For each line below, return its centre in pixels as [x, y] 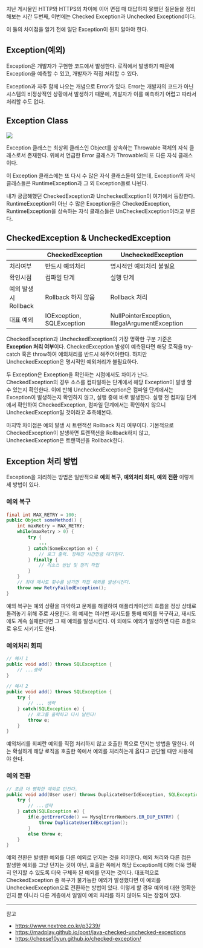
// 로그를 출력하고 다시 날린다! [62, 714]
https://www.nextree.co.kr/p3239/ [58, 926]
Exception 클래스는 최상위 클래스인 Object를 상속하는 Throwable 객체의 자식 [97, 148]
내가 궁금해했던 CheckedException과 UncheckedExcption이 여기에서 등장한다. [101, 196]
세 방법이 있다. [23, 485]
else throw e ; [46, 834]
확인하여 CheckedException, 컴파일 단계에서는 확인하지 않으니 [92, 405]
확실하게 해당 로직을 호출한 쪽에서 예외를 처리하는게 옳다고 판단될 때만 [95, 751]
